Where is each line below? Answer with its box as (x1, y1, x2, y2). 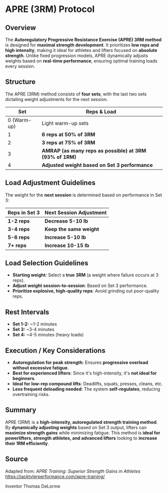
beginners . (12, 375, 36, 381)
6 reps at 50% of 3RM (41, 131, 95, 138)
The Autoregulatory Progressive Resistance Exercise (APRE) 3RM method (5, 36, 161, 42)
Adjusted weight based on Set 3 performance (41, 161, 153, 168)
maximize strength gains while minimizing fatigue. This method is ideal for (5, 429, 160, 435)
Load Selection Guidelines (5, 259, 88, 267)
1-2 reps (7, 217, 30, 224)
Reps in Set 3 (7, 209, 40, 216)
